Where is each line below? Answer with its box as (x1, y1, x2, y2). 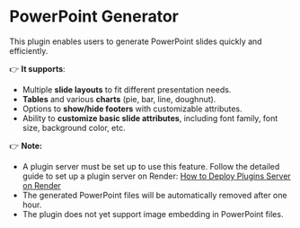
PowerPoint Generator (9, 6, 180, 27)
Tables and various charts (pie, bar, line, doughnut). (22, 93, 216, 104)
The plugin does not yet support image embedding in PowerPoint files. (22, 208, 284, 219)
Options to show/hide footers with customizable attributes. (22, 103, 243, 114)
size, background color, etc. (22, 122, 126, 133)
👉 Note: (9, 140, 43, 151)
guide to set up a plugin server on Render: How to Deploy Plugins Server (22, 171, 292, 181)
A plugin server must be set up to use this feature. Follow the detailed (22, 161, 280, 171)
